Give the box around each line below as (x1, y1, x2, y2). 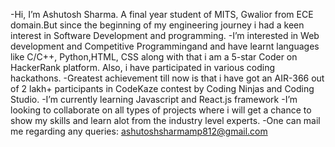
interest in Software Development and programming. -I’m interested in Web (10, 30, 320, 41)
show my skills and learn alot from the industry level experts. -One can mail (10, 115, 321, 126)
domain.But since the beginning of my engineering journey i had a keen (10, 19, 305, 31)
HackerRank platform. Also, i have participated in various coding (10, 62, 276, 73)
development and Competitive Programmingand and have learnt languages (10, 40, 320, 52)
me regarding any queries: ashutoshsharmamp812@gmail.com (10, 125, 268, 137)
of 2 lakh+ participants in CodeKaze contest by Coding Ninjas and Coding (10, 83, 315, 94)
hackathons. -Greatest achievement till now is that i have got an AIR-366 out (10, 72, 325, 84)
